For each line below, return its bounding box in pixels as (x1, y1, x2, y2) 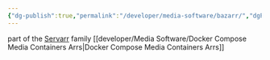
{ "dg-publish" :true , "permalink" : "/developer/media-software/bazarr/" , (7, 11, 250, 20)
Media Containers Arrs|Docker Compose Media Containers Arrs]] (7, 42, 225, 52)
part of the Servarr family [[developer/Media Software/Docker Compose (7, 34, 247, 43)
